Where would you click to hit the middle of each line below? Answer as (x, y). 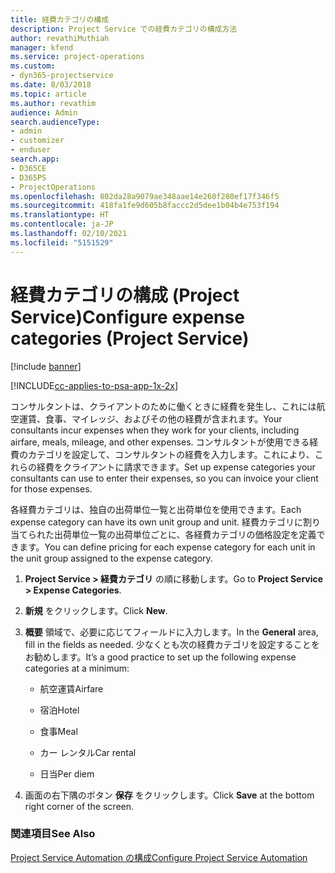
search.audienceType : (55, 122)
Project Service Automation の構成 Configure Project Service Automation (159, 857)
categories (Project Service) (130, 338)
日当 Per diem (67, 773)
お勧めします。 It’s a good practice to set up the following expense (160, 657)
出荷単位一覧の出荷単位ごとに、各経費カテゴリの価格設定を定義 (185, 534)
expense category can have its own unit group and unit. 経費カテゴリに (157, 522)
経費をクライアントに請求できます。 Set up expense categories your (176, 467)
